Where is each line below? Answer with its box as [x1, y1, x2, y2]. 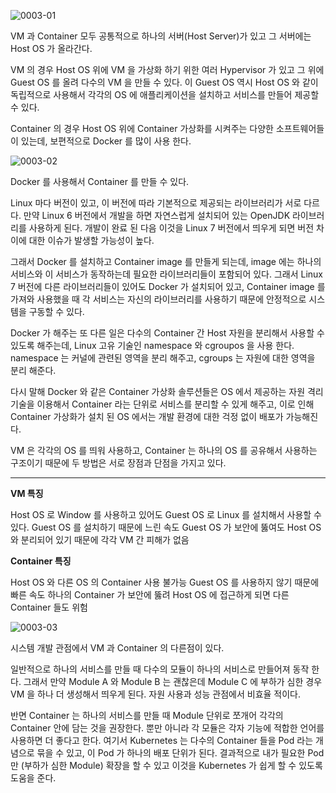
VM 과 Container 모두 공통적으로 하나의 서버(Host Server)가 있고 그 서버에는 [10, 30, 312, 42]
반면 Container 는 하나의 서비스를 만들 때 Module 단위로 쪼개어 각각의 [10, 710, 284, 721]
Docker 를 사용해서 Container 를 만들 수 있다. [10, 176, 190, 187]
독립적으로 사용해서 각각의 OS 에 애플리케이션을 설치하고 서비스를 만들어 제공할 [10, 89, 320, 100]
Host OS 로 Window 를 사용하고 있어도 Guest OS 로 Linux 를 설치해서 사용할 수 [10, 509, 322, 520]
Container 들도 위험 [10, 601, 88, 613]
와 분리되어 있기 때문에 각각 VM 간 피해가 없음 [10, 534, 190, 545]
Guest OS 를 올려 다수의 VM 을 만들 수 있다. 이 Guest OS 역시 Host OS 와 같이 [10, 76, 319, 88]
